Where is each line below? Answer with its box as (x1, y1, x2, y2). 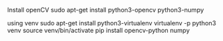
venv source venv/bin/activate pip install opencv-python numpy (7, 27, 190, 34)
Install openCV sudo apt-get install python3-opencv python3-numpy (7, 6, 204, 14)
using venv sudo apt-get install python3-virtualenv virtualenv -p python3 (7, 19, 217, 27)
